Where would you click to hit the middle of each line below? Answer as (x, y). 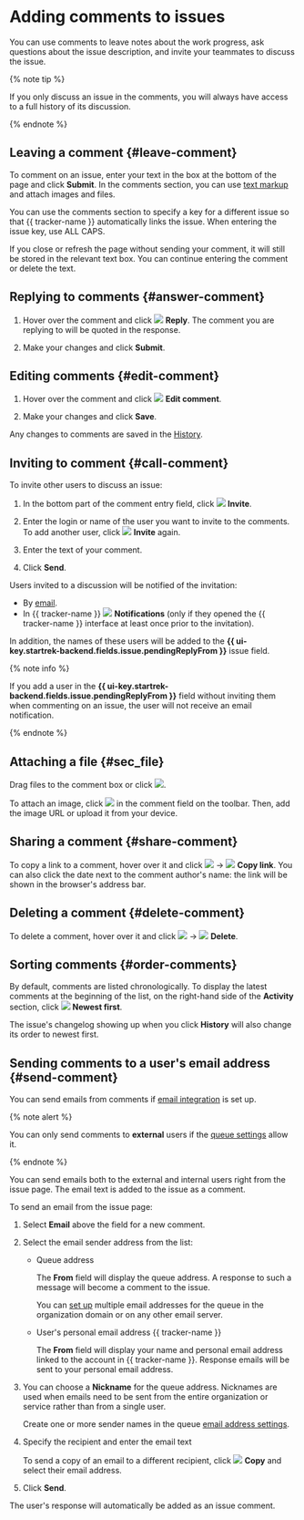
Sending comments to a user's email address (140, 1063)
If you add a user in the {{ (58, 687)
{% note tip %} (37, 78)
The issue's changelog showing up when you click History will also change (151, 1025)
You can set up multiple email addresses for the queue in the (150, 1305)
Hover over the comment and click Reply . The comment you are (148, 320)
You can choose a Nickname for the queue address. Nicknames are (150, 1387)
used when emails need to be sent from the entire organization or (145, 1397)
